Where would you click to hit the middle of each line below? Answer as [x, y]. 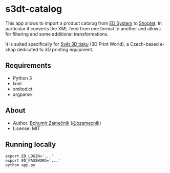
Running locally [31, 144]
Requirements [28, 65]
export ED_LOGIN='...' [29, 156]
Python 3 [22, 78]
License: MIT [26, 128]
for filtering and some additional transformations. [57, 34]
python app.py [20, 165]
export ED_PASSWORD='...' [33, 161]
